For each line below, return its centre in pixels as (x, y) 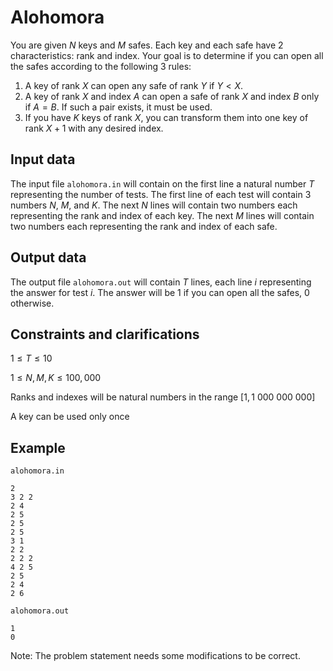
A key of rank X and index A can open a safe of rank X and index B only (172, 96)
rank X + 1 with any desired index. (94, 128)
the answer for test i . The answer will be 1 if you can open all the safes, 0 (160, 292)
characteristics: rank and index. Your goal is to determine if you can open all (167, 55)
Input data (43, 159)
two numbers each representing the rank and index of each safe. (144, 226)
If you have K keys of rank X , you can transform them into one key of (166, 117)
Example (38, 447)
